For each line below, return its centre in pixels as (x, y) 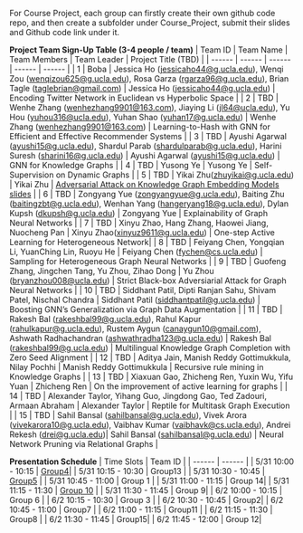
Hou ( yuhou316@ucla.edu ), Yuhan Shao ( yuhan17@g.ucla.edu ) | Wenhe (143, 117)
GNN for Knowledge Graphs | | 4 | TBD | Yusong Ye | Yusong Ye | (131, 165)
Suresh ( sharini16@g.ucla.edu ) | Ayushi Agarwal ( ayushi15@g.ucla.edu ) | (145, 156)
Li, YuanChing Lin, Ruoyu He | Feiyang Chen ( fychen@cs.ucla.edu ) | (136, 252)
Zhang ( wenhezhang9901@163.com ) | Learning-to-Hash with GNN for (140, 127)
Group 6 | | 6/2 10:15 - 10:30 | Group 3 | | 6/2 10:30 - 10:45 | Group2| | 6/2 (147, 500)
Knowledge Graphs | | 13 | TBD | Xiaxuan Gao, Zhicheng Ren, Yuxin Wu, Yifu (151, 376)
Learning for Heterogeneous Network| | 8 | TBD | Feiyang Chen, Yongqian (147, 242)
